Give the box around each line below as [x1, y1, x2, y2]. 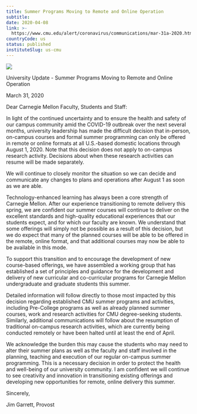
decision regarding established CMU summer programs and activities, [6, 298, 175, 305]
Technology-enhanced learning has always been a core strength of [6, 194, 169, 201]
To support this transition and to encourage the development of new [6, 255, 171, 262]
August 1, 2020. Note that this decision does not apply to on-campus [6, 145, 172, 153]
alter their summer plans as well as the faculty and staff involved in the [6, 347, 177, 354]
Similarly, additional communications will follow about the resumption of [6, 316, 179, 324]
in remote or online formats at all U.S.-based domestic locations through [6, 140, 181, 147]
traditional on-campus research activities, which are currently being [6, 323, 170, 330]
